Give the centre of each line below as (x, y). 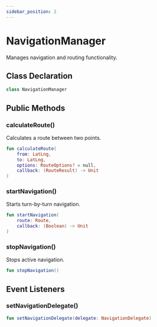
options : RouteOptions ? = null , (56, 165)
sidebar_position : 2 (32, 12)
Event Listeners (35, 289)
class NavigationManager (37, 89)
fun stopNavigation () (33, 271)
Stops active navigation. (35, 260)
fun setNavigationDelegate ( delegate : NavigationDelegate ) (79, 318)
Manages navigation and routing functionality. (62, 57)
